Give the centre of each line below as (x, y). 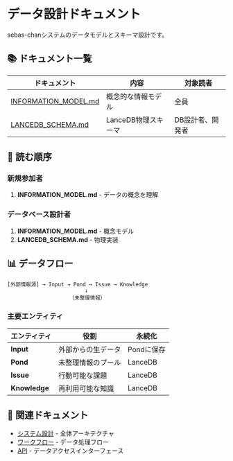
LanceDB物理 (128, 120)
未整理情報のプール (90, 363)
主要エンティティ (35, 316)
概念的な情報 (127, 96)
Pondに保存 (147, 349)
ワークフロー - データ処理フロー (63, 442)
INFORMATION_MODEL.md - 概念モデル (75, 231)
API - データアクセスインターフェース (70, 451)
